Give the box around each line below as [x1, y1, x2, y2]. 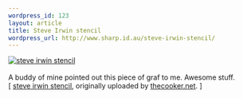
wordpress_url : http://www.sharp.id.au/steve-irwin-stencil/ [8, 33, 216, 42]
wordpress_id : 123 [8, 11, 69, 20]
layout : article [8, 19, 62, 27]
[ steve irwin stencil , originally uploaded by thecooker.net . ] [8, 81, 203, 91]
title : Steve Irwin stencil [8, 26, 102, 34]
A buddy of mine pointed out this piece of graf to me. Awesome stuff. [8, 73, 235, 82]
